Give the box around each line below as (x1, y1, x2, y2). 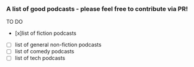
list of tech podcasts (14, 55, 66, 62)
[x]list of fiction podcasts (14, 30, 76, 37)
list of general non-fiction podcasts (14, 41, 101, 49)
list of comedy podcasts (14, 48, 75, 55)
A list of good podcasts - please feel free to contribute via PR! (6, 5, 188, 13)
